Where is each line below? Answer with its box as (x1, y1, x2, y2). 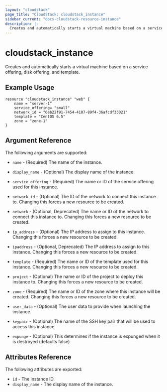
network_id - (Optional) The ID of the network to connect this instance (12, 193, 156, 199)
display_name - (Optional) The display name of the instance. (12, 169, 135, 175)
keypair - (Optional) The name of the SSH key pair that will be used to (12, 318, 156, 324)
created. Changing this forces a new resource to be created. (12, 293, 136, 299)
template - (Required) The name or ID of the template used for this (12, 259, 148, 264)
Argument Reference (5, 136, 72, 145)
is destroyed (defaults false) (12, 338, 70, 344)
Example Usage (5, 83, 55, 92)
